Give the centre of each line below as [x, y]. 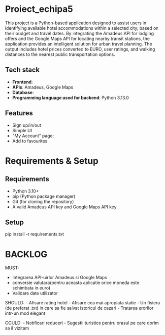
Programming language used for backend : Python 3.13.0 [70, 97]
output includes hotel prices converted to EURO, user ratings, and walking [80, 49]
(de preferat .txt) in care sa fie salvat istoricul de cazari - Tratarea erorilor [79, 308]
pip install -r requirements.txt [34, 234]
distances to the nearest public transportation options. [60, 54]
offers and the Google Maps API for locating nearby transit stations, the [78, 39]
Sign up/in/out [27, 125]
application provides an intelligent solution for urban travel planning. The [79, 44]
